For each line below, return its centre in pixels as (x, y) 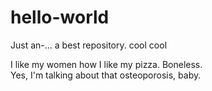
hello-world (60, 17)
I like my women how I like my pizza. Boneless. (106, 64)
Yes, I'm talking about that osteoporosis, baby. (106, 75)
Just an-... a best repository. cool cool (89, 45)
